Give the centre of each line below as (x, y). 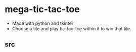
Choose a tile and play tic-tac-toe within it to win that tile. (72, 28)
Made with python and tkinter (43, 23)
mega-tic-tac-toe (42, 9)
